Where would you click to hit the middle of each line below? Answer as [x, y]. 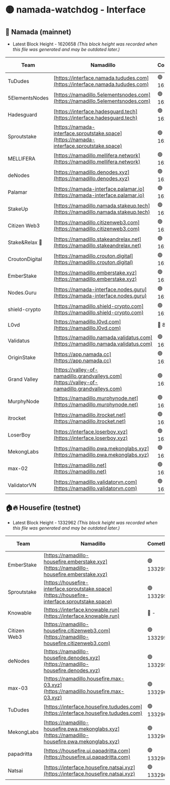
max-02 [18, 468]
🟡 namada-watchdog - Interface [75, 10]
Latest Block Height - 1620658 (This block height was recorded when [85, 44]
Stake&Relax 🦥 [25, 242]
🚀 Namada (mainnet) [38, 32]
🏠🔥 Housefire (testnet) [43, 508]
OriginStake [22, 357]
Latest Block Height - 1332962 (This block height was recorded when [85, 522]
